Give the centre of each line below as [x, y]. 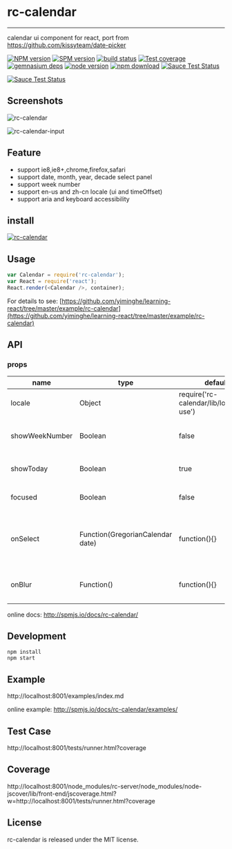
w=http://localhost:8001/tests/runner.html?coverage [81, 801]
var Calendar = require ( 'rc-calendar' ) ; [66, 275]
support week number [49, 184]
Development [37, 636]
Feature [24, 153]
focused [24, 497]
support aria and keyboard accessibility [73, 199]
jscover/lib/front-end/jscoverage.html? [62, 794]
